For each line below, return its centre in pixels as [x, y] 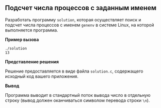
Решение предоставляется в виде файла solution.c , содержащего [74, 71]
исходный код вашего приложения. [42, 76]
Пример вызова [22, 39]
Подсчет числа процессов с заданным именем [81, 8]
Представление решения [32, 62]
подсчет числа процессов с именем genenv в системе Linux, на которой [80, 25]
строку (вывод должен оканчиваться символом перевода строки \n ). [78, 100]
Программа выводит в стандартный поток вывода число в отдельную [78, 95]
